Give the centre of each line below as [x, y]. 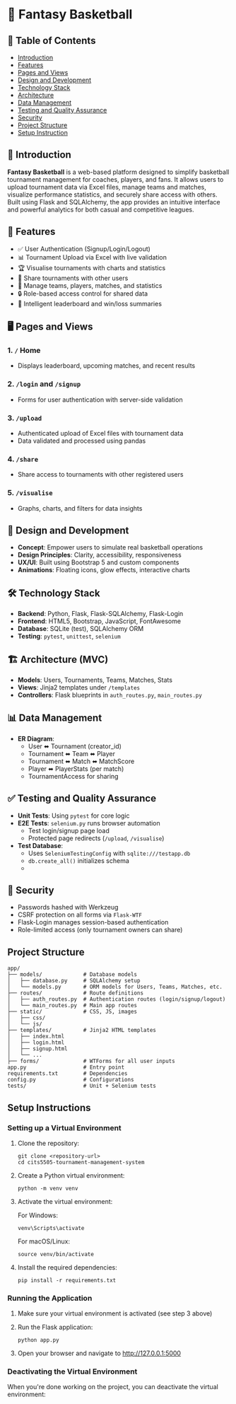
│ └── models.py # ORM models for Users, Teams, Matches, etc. [115, 987]
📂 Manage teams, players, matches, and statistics [90, 285]
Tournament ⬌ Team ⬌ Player [71, 753]
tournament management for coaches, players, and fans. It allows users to [116, 179]
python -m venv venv [48, 1188]
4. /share [23, 459]
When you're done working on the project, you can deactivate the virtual [113, 1387]
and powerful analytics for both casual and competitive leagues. [101, 209]
